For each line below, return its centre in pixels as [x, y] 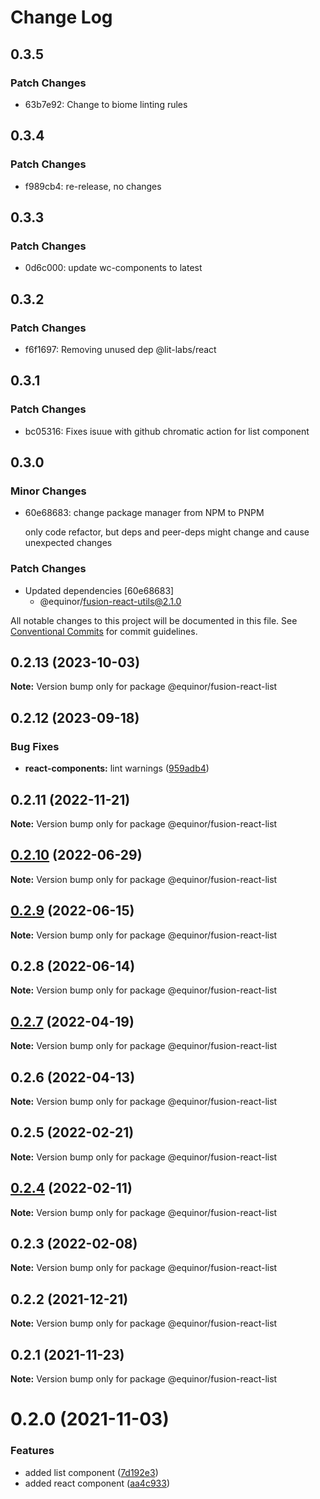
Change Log [61, 17]
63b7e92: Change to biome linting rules [106, 104]
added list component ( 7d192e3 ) [91, 1472]
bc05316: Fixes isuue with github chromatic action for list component [167, 431]
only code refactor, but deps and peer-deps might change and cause [167, 532]
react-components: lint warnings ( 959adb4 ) [117, 768]
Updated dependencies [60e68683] [99, 590]
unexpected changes [68, 543]
